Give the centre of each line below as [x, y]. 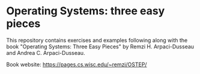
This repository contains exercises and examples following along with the [97, 40]
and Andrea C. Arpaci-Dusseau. [46, 53]
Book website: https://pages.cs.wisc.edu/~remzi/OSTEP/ [77, 64]
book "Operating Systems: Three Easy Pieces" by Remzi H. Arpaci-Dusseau [100, 47]
